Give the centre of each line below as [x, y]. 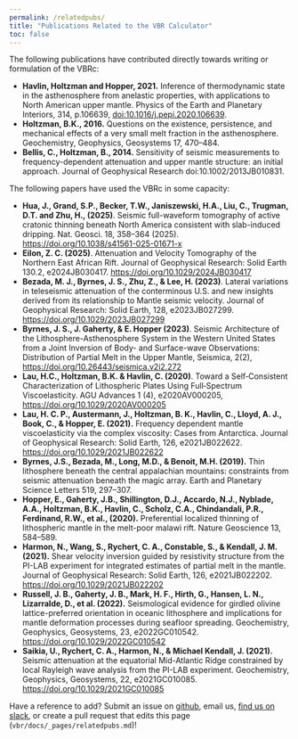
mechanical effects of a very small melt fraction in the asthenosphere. [150, 134]
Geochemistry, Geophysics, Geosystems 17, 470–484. [121, 143]
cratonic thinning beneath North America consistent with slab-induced [151, 225]
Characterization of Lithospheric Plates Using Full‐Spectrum [132, 386]
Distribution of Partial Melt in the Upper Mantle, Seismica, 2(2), [137, 357]
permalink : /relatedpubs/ [57, 17]
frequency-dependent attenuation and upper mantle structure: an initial [153, 162]
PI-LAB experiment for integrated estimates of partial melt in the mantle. [154, 566]
